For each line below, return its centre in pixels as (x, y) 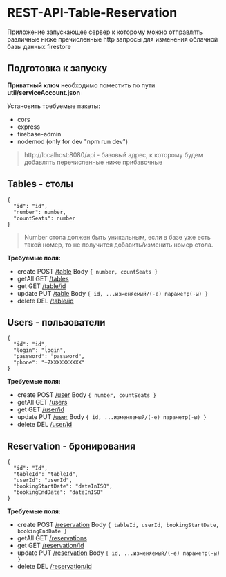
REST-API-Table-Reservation (92, 13)
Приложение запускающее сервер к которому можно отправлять (105, 32)
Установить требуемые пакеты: (54, 106)
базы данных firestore (39, 46)
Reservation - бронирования (72, 446)
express (28, 127)
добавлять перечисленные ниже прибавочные (93, 162)
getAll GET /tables (43, 278)
